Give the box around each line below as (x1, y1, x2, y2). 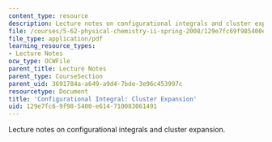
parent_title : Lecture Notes (8, 65, 107, 73)
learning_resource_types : (8, 42, 96, 50)
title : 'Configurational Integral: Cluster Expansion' (8, 95, 198, 103)
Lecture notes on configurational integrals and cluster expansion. (8, 125, 226, 135)
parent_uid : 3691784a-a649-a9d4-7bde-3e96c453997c (8, 80, 183, 88)
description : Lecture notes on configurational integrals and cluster (8, 19, 252, 28)
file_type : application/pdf (8, 34, 104, 43)
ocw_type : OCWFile (8, 58, 70, 66)
